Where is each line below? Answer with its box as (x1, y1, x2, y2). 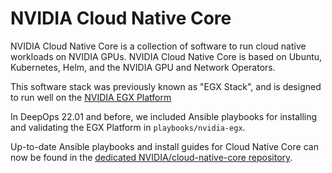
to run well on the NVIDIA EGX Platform (10, 91, 172, 103)
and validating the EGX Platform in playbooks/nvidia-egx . (10, 121, 246, 133)
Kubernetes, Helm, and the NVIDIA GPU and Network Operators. (10, 61, 276, 73)
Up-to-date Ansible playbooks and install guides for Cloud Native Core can (10, 140, 319, 152)
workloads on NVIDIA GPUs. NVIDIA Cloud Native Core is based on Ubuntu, (10, 50, 323, 62)
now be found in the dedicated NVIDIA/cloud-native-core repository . (10, 151, 293, 163)
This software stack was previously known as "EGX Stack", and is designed (10, 80, 322, 92)
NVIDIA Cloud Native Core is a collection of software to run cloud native (10, 40, 307, 52)
